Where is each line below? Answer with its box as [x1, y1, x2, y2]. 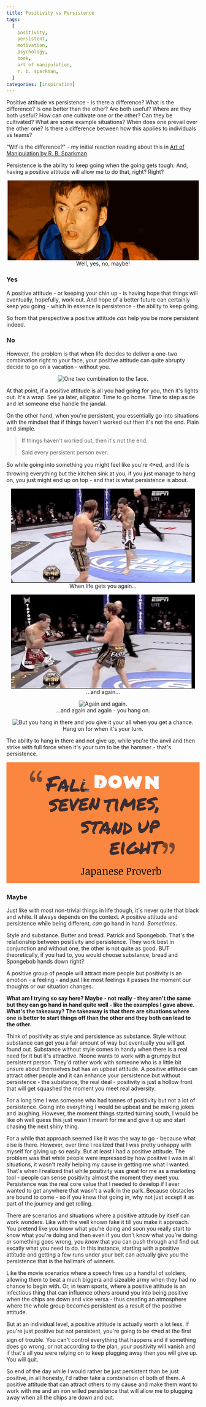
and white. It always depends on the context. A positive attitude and [6, 913, 178, 921]
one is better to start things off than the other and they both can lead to [6, 1014, 191, 1022]
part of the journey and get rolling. [6, 1200, 93, 1207]
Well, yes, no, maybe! [75, 260, 131, 267]
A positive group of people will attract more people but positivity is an [6, 970, 182, 977]
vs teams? [6, 131, 32, 139]
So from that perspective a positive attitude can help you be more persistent [6, 314, 199, 322]
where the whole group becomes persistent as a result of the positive [6, 1302, 182, 1309]
